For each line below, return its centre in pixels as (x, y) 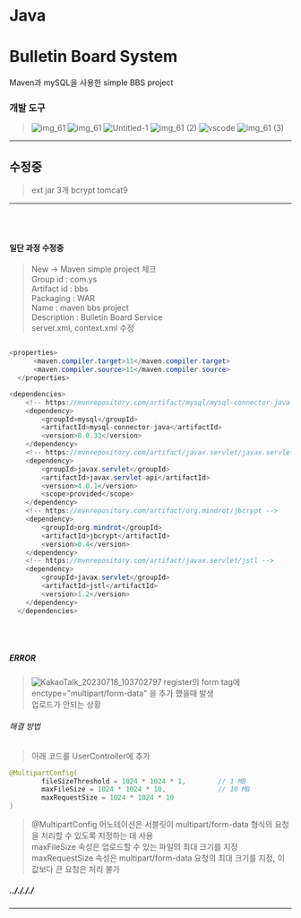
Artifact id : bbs (60, 289)
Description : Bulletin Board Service (97, 317)
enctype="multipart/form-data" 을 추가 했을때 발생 (122, 693)
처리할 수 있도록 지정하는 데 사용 (97, 836)
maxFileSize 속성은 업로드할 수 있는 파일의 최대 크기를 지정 (134, 847)
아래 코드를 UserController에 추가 (90, 756)
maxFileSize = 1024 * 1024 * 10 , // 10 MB (146, 790)
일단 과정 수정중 (37, 247)
